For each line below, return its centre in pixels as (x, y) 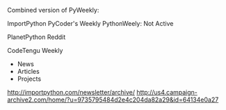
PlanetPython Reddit (37, 37)
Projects (29, 79)
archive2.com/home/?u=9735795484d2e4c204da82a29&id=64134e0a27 (113, 100)
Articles (28, 71)
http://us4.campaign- (167, 92)
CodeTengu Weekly (35, 50)
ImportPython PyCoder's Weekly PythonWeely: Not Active (90, 23)
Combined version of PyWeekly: (53, 10)
